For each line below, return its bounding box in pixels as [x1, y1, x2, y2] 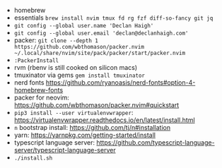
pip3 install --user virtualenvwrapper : [13, 109, 134, 116]
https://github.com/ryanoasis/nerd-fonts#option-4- [45, 78, 196, 87]
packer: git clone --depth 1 [13, 36, 99, 44]
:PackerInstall [13, 57, 59, 64]
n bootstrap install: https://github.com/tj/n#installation [13, 124, 171, 131]
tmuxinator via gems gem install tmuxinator [13, 71, 146, 79]
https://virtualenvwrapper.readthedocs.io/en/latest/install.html [13, 116, 196, 124]
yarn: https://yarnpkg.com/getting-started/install [13, 131, 156, 139]
